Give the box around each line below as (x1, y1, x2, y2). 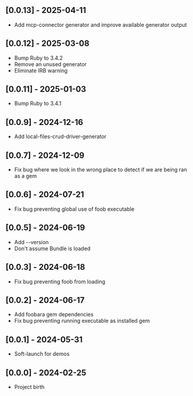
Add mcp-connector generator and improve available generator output (14, 21, 188, 28)
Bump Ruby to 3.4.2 (14, 54, 63, 61)
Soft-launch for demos (14, 350, 69, 357)
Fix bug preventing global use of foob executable (14, 205, 135, 213)
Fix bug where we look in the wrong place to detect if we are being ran (14, 166, 188, 173)
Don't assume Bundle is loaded (14, 245, 91, 252)
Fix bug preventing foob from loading (14, 277, 106, 285)
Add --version (14, 238, 49, 245)
